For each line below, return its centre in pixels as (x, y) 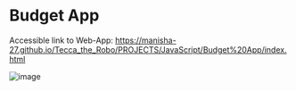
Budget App (54, 16)
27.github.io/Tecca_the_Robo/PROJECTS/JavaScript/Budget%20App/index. (148, 49)
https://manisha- (146, 40)
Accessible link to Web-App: (62, 40)
